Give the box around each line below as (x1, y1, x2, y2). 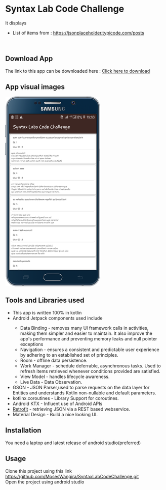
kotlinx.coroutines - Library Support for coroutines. (12, 395, 119, 401)
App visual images (5, 82, 65, 92)
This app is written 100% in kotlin (12, 309, 82, 315)
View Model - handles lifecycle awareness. (20, 373, 110, 380)
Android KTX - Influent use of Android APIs (12, 400, 103, 407)
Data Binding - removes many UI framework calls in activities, (20, 325, 149, 331)
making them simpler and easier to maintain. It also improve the (20, 330, 153, 336)
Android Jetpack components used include (12, 315, 103, 321)
